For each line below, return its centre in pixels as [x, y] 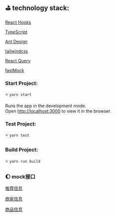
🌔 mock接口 [20, 176]
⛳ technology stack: [37, 8]
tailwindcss [17, 51]
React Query [18, 61]
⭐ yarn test [17, 135]
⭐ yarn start [19, 94]
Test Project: [21, 124]
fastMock [15, 70]
